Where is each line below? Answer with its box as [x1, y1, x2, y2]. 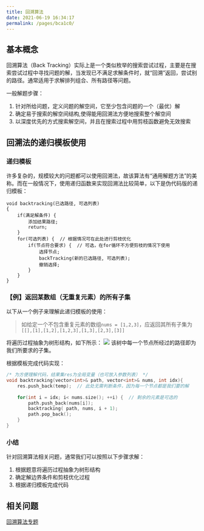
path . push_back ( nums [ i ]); [28, 400, 94, 406]
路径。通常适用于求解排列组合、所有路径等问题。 [11, 77, 134, 84]
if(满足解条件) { [17, 212, 56, 218]
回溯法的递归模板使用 [6, 137, 86, 148]
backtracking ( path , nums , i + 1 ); [28, 406, 118, 412]
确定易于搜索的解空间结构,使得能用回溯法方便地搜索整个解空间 [15, 110, 171, 117]
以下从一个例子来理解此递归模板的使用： [6, 308, 107, 315]
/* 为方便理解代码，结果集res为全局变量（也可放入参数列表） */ [6, 372, 149, 378]
